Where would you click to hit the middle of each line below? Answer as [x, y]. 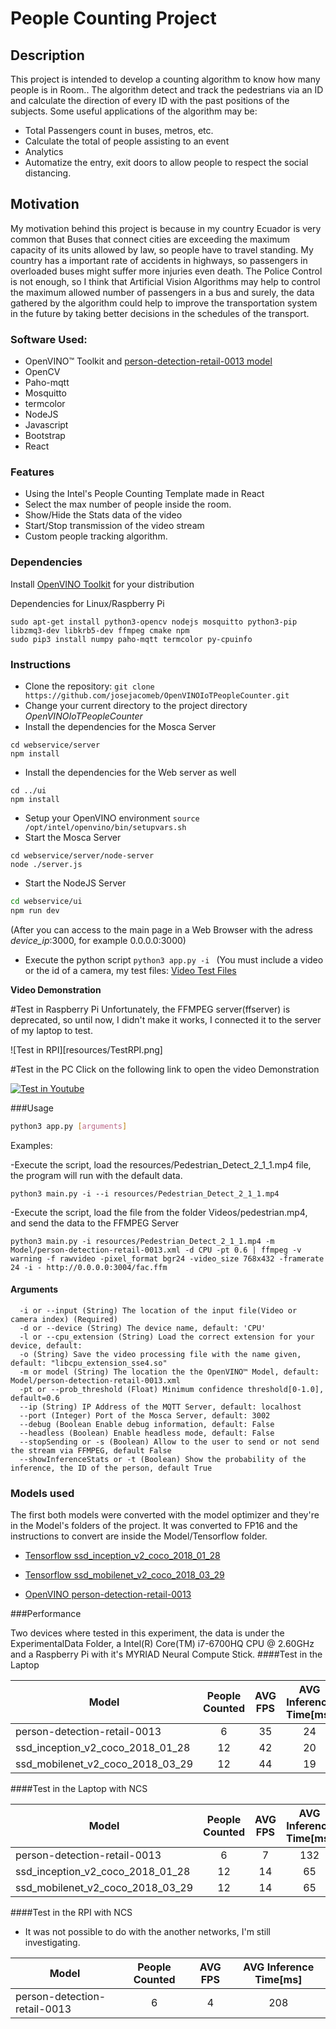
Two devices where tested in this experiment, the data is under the [147, 1633]
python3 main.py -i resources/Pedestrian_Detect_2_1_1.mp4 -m [142, 1241]
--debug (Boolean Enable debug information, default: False [147, 1424]
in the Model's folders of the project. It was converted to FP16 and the [154, 1526]
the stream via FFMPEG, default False [91, 1450]
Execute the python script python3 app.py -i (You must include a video [174, 959]
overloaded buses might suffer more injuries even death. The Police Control [166, 271]
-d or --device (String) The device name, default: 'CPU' [143, 1328]
